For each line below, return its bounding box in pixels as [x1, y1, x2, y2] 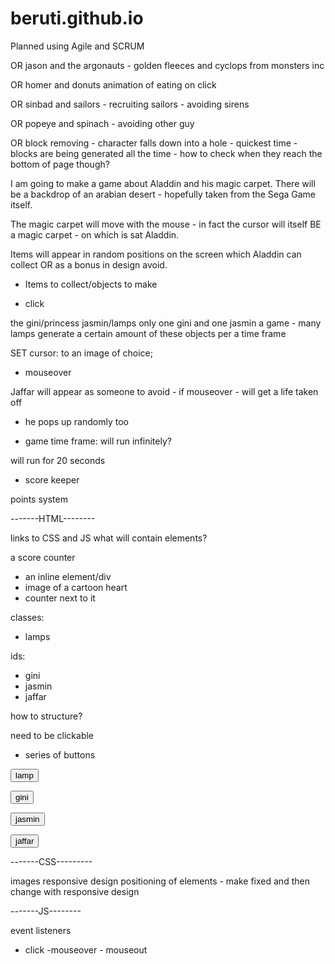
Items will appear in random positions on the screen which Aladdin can [10, 248, 302, 260]
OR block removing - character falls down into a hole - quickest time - [10, 137, 298, 149]
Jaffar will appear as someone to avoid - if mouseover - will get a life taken [10, 385, 319, 397]
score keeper [24, 473, 80, 486]
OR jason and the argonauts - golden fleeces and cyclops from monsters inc [10, 59, 325, 71]
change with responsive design [10, 885, 140, 897]
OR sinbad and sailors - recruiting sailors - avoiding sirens [10, 98, 250, 110]
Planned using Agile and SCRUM [10, 40, 145, 52]
